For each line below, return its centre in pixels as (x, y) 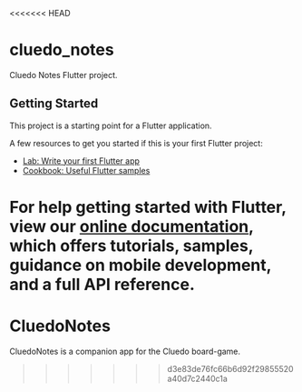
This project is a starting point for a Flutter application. (111, 126)
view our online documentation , (132, 226)
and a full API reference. (102, 284)
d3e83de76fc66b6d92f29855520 (230, 368)
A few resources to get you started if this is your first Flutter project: (136, 143)
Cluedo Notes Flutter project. (63, 75)
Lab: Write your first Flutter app (81, 161)
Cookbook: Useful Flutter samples (86, 170)
